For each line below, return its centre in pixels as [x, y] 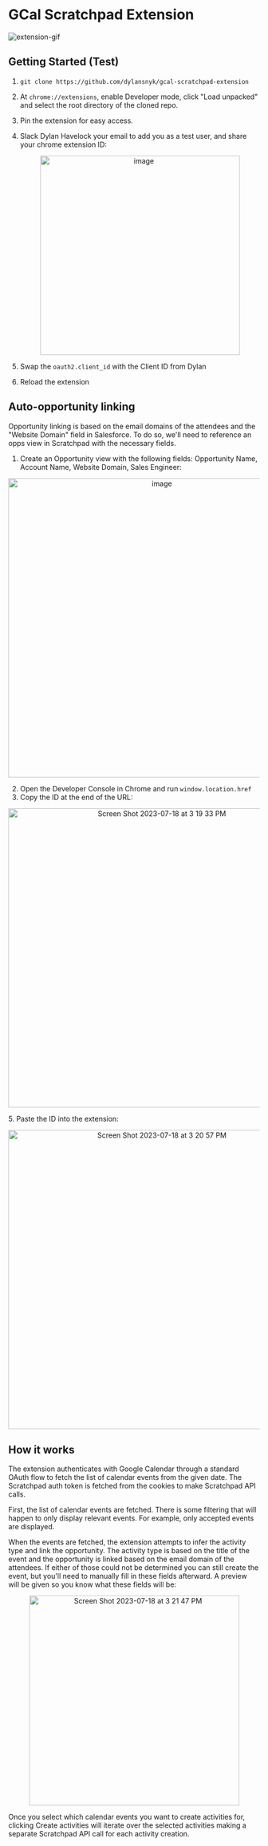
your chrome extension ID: [63, 144]
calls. [17, 1494]
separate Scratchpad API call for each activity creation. [99, 1834]
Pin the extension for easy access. [76, 120]
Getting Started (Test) [64, 62]
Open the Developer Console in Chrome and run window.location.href [136, 788]
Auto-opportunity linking [72, 407]
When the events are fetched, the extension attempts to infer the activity [127, 1542]
